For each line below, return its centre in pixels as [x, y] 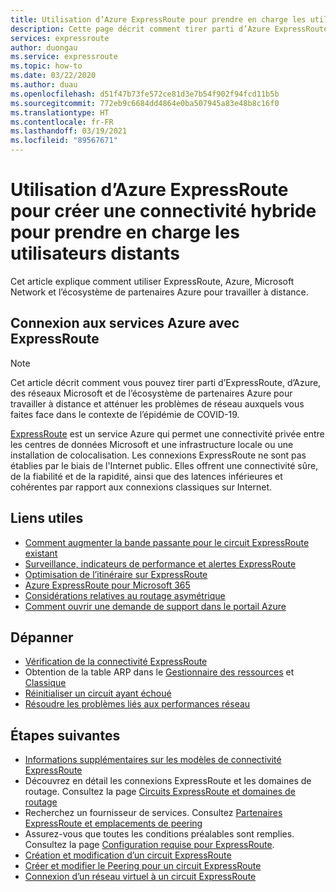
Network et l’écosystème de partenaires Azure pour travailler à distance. [159, 292]
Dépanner [42, 637]
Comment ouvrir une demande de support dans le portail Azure [155, 606]
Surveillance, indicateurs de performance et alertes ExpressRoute [160, 563]
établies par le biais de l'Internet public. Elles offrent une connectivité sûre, [164, 465]
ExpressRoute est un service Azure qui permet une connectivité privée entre [167, 433]
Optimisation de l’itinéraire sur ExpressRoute [116, 574]
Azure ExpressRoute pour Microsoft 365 [107, 585]
